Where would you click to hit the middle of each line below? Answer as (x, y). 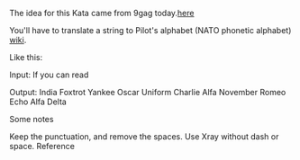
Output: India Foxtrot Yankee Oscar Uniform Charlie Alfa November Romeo (148, 92)
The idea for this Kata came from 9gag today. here (102, 13)
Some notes (32, 119)
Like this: (26, 57)
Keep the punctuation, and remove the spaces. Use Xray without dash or (144, 137)
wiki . (18, 40)
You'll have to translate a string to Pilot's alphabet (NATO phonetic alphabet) (150, 30)
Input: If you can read (49, 75)
